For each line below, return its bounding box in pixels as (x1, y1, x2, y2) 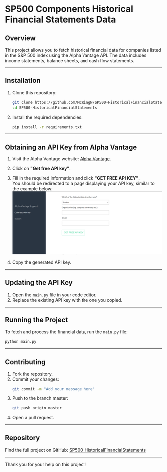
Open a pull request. (12, 414, 55, 420)
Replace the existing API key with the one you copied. (12, 297, 123, 303)
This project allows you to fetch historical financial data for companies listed (5, 47, 161, 53)
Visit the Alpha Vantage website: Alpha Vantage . (12, 156, 111, 162)
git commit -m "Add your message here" (12, 387, 95, 392)
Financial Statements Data (5, 14, 116, 25)
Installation (5, 77, 41, 85)
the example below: (12, 186, 53, 192)
